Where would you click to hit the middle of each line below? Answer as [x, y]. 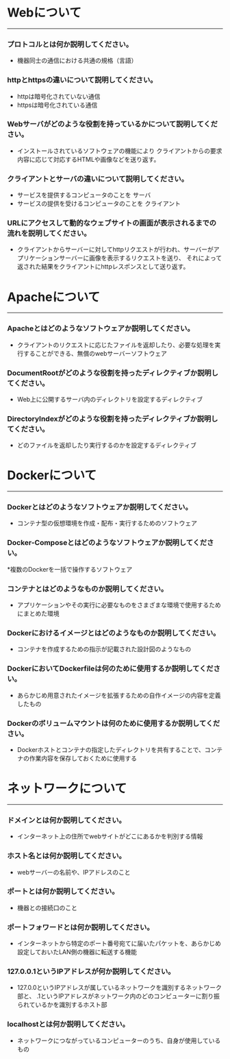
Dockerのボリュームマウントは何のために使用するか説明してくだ [114, 723]
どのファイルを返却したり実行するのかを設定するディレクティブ [106, 446]
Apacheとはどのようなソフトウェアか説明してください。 [101, 328]
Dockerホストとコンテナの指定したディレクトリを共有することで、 [111, 749]
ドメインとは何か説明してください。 [67, 820]
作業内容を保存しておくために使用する [83, 758]
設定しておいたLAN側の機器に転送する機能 [77, 952]
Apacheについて [54, 297]
